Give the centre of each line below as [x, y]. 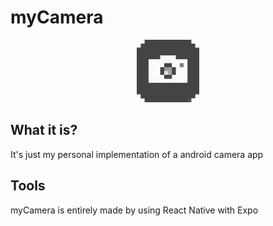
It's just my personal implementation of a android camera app [137, 154]
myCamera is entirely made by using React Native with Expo [134, 210]
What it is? [44, 130]
